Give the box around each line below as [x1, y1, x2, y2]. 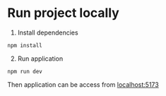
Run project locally [7, 5, 120, 21]
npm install [7, 42, 42, 49]
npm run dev [7, 68, 42, 75]
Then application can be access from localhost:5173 [7, 80, 159, 89]
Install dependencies [17, 28, 79, 37]
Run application [17, 54, 64, 63]
